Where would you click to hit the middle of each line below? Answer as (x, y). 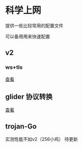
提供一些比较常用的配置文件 (34, 26)
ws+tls (14, 67)
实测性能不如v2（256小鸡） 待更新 (41, 139)
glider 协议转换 (29, 97)
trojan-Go (21, 126)
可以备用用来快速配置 (27, 36)
